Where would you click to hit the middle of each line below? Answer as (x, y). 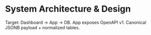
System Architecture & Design (68, 9)
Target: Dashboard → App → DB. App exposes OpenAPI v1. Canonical (76, 22)
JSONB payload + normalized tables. (43, 27)
